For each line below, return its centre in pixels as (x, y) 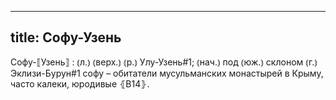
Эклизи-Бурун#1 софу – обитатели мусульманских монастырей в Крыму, (167, 73)
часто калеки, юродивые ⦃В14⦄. (80, 83)
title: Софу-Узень (66, 37)
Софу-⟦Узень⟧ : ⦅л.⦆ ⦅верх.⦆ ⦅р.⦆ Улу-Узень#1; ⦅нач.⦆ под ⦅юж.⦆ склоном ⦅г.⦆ (164, 62)
